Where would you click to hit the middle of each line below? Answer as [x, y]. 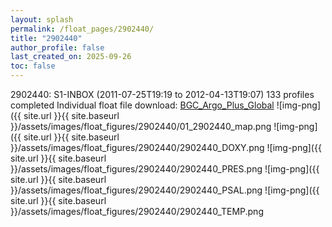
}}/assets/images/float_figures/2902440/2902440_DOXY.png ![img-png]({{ [166, 147]
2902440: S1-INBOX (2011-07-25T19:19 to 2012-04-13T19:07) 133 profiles [162, 94]
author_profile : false [57, 47]
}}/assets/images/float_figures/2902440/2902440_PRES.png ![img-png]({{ [165, 169]
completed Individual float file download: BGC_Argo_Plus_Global [142, 105]
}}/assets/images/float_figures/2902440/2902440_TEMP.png [137, 211]
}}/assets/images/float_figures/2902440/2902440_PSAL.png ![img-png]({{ [165, 190]
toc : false [33, 66]
